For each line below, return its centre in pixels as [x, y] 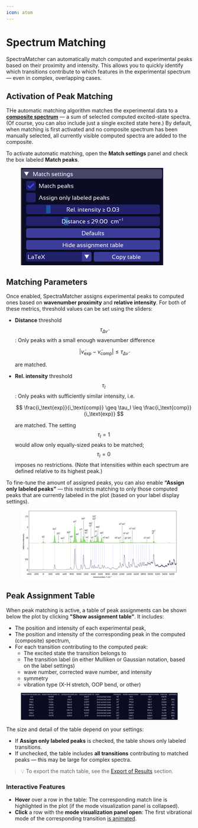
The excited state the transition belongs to [75, 653]
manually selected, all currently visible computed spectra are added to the [97, 136]
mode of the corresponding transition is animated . [76, 819]
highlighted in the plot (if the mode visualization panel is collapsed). [97, 806]
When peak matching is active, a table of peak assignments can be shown [97, 610]
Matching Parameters [47, 282]
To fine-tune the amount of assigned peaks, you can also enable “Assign [95, 483]
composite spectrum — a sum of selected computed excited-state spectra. [98, 117]
